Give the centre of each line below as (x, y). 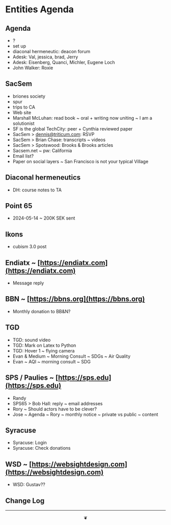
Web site (22, 112)
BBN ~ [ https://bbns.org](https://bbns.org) (75, 299)
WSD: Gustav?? (29, 485)
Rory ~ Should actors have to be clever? (55, 409)
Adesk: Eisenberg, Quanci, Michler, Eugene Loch (64, 62)
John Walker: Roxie (33, 68)
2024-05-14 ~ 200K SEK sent (44, 218)
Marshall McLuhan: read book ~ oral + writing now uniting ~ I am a (82, 118)
